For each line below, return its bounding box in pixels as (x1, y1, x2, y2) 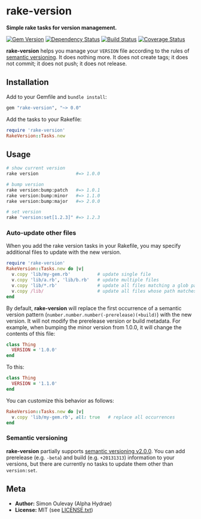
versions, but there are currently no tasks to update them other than (6, 460, 173, 468)
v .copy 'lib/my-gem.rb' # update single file (11, 271, 151, 278)
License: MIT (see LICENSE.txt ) (14, 506, 94, 513)
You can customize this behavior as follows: (6, 397, 115, 404)
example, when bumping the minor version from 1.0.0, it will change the (6, 323, 182, 330)
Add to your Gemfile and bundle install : (6, 93, 107, 100)
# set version (6, 209, 42, 215)
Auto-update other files (6, 229, 77, 237)
